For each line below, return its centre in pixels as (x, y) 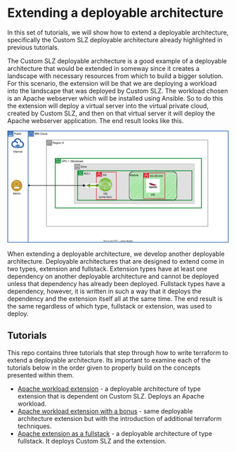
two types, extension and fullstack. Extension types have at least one (107, 269)
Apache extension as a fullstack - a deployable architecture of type (115, 433)
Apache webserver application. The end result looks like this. (96, 120)
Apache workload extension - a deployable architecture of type (109, 389)
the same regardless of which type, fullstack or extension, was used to (110, 306)
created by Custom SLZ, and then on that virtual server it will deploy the (111, 113)
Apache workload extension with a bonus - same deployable (105, 411)
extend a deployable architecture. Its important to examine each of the (109, 360)
